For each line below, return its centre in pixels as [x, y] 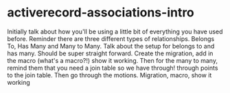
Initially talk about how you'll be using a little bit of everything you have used [115, 31]
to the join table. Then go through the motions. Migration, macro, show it [110, 75]
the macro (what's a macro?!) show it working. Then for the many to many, [113, 60]
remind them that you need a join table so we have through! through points [113, 68]
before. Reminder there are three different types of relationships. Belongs [111, 38]
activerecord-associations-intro [101, 13]
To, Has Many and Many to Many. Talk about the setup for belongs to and [111, 46]
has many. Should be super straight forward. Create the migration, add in [110, 53]
